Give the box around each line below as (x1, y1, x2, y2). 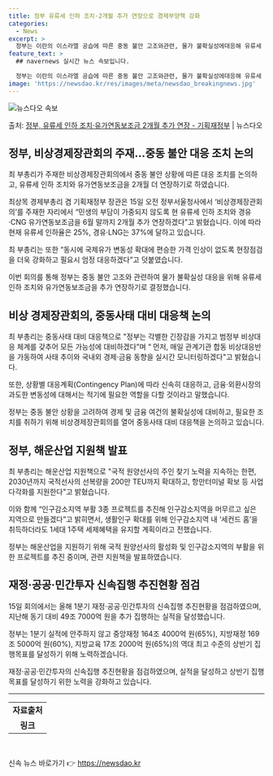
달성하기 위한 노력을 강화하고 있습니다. (29, 677, 152, 686)
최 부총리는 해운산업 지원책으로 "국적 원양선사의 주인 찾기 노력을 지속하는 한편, (8, 467, 257, 476)
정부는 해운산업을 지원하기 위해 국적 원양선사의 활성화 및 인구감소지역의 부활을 (8, 542, 256, 552)
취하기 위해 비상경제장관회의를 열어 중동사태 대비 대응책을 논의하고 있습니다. (23, 417, 265, 427)
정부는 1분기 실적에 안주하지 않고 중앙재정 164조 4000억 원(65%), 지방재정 (8, 629, 246, 638)
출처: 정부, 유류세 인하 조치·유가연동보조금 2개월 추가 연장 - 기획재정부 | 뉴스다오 (8, 120, 263, 130)
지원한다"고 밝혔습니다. (36, 487, 110, 497)
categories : (8, 20, 49, 28)
